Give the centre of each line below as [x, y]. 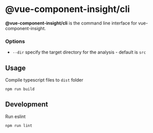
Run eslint [16, 116]
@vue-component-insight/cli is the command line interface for [71, 23]
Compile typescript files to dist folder [44, 80]
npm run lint [19, 125]
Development [27, 104]
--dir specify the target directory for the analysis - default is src [79, 52]
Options [15, 41]
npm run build [20, 89]
